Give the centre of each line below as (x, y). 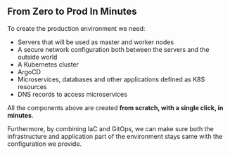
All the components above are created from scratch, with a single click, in (115, 107)
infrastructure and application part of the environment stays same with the (115, 136)
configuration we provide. (45, 144)
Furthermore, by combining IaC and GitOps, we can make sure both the (111, 128)
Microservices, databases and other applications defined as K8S (111, 79)
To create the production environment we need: (76, 28)
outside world (37, 57)
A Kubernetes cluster (48, 64)
